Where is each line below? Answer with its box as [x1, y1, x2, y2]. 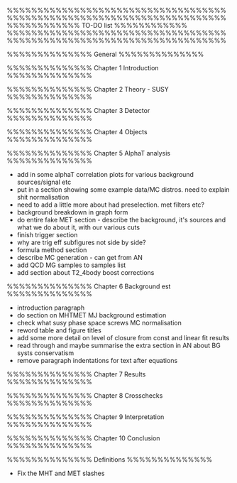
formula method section [16, 246, 87, 254]
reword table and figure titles [16, 326, 102, 335]
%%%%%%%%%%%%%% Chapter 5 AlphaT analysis [6, 149, 171, 157]
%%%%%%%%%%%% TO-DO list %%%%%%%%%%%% [6, 21, 188, 29]
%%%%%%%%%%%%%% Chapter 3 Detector [6, 107, 150, 114]
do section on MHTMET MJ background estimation [16, 311, 167, 319]
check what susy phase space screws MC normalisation [16, 319, 182, 327]
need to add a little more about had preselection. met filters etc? [16, 200, 205, 209]
